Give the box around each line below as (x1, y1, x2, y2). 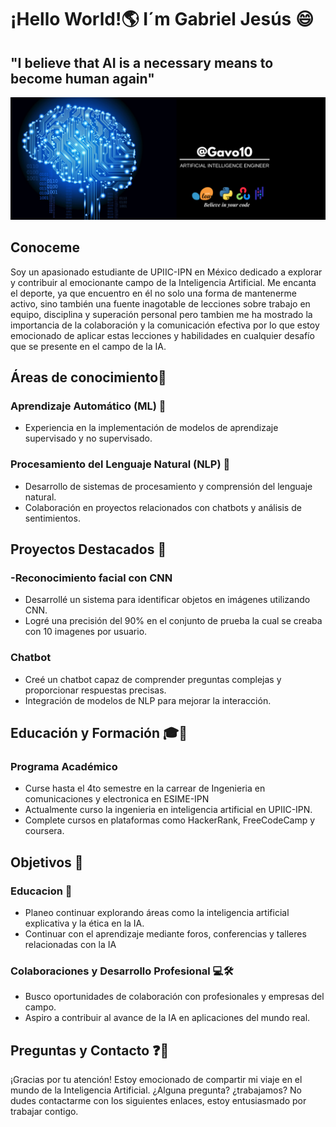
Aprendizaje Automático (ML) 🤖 (10, 399, 167, 413)
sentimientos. (24, 512, 81, 524)
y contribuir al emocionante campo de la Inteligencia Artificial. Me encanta (10, 276, 317, 288)
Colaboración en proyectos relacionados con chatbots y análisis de (24, 501, 302, 513)
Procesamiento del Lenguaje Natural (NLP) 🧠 (10, 457, 231, 471)
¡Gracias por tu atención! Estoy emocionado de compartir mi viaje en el (10, 1074, 303, 1086)
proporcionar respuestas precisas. (24, 684, 167, 696)
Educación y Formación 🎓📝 (10, 725, 188, 742)
